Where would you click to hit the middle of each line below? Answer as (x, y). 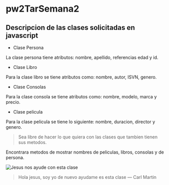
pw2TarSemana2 (43, 9)
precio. (13, 102)
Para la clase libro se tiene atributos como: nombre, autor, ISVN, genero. (81, 77)
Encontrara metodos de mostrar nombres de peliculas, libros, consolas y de (85, 152)
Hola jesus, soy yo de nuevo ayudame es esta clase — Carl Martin (87, 177)
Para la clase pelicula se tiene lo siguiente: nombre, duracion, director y (80, 122)
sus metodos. (32, 142)
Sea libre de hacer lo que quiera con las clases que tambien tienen (88, 137)
